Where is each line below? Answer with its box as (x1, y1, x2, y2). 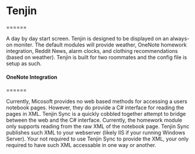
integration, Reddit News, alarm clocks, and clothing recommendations (6, 47, 178, 54)
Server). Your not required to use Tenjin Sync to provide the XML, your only (6, 135, 189, 142)
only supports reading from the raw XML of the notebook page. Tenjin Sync (6, 123, 190, 130)
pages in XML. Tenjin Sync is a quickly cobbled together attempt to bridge (6, 111, 186, 118)
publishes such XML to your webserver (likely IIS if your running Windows (6, 129, 186, 136)
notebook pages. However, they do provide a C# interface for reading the (6, 104, 184, 111)
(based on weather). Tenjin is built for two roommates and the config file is (6, 53, 187, 61)
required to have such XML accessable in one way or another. (6, 142, 157, 149)
